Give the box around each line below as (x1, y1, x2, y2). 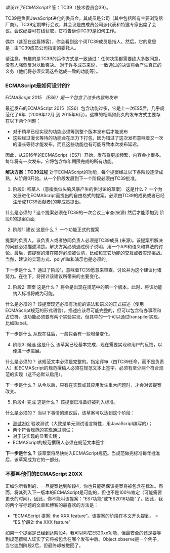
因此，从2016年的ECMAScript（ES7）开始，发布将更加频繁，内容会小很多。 (5, 152, 164, 158)
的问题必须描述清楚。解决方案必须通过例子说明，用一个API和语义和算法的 (5, 244, 159, 250)
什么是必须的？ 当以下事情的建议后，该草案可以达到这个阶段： (5, 410, 135, 416)
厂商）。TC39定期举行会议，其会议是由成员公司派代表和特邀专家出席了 (5, 22, 152, 27)
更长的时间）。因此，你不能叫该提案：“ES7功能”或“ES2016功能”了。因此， (5, 495, 159, 501)
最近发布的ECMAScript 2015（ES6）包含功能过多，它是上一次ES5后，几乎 (5, 105, 160, 111)
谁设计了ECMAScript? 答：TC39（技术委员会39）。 (5, 5, 111, 10)
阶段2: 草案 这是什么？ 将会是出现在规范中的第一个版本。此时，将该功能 (12, 284, 163, 290)
